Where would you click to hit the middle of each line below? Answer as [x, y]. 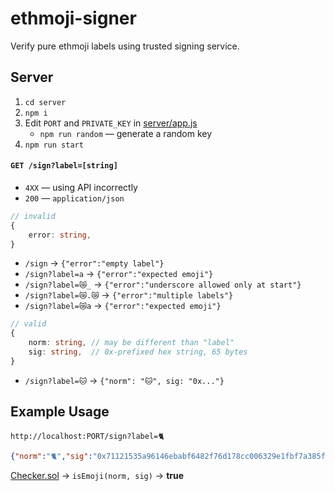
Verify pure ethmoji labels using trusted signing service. [125, 46]
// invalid [33, 216]
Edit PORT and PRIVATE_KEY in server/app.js [111, 123]
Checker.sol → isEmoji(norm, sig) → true [97, 475]
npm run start [54, 145]
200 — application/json [74, 198]
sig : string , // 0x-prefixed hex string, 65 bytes [138, 352]
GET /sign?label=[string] [64, 166]
